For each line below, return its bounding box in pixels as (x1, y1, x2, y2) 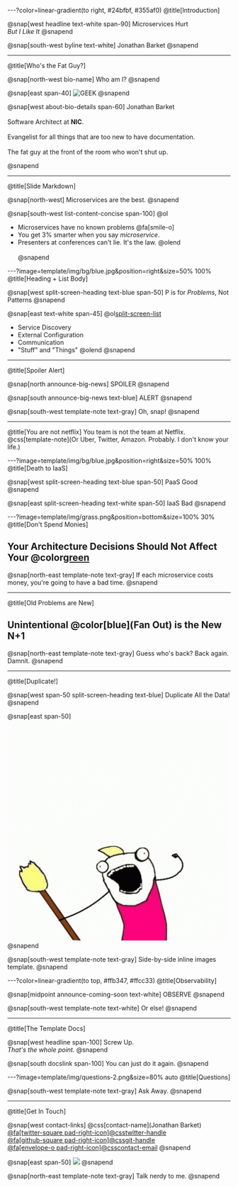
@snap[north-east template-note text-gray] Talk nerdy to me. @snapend (7, 1171, 220, 1180)
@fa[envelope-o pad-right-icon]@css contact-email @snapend (7, 1143, 191, 1152)
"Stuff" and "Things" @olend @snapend (17, 346, 135, 354)
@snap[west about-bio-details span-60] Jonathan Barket (7, 103, 175, 111)
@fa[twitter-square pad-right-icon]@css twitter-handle (7, 1128, 166, 1137)
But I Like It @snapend (7, 28, 73, 35)
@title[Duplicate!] (7, 677, 59, 685)
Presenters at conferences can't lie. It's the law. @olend (17, 238, 181, 247)
